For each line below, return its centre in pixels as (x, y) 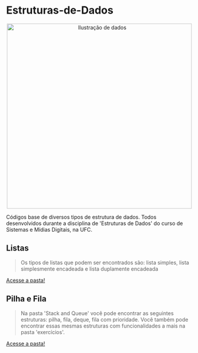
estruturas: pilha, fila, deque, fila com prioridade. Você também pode (104, 319)
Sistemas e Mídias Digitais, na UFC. (49, 229)
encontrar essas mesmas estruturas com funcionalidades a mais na (103, 326)
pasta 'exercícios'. (43, 332)
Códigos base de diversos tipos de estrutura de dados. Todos (81, 217)
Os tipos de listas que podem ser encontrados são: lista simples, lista (105, 262)
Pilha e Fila (26, 299)
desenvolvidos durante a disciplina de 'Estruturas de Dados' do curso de (95, 223)
